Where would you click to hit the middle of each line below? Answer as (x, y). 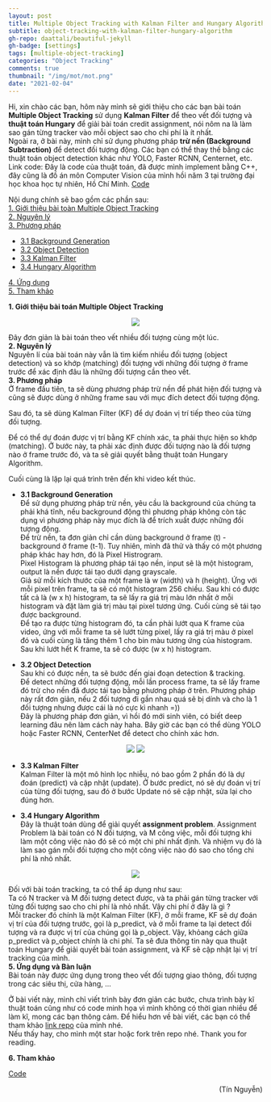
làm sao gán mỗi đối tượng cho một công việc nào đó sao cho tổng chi (137, 850)
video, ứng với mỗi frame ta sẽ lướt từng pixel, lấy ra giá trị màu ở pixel (137, 632)
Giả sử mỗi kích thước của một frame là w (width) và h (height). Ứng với (138, 580)
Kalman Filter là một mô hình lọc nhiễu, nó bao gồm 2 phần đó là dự (132, 774)
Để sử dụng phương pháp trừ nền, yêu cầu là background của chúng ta (138, 503)
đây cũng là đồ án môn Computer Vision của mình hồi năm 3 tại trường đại (132, 175)
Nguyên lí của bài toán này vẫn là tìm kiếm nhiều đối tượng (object (118, 354)
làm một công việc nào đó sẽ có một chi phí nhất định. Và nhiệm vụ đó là (141, 841)
